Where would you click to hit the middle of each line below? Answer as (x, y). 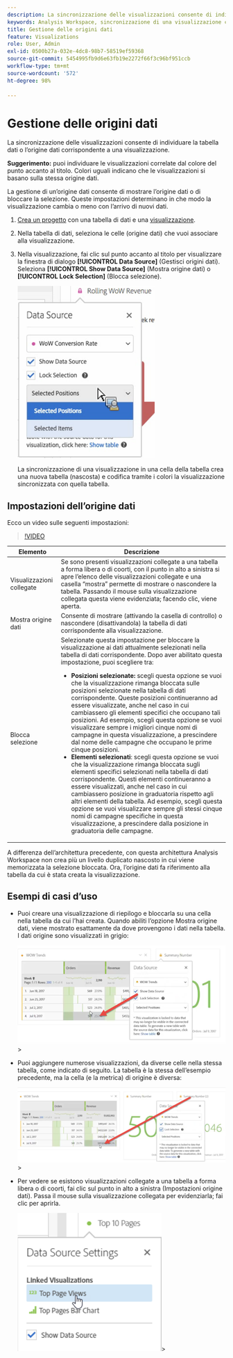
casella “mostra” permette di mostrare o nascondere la (139, 583)
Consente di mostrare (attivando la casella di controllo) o (141, 616)
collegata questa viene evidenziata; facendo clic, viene (139, 599)
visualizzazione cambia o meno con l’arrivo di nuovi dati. (88, 207)
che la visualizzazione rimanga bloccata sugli (136, 764)
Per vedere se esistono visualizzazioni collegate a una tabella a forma (116, 1181)
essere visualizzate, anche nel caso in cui (130, 705)
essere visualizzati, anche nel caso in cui (129, 786)
